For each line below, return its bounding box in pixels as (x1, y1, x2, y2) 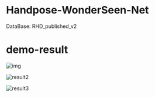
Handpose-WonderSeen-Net (6, 3, 149, 17)
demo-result (6, 43, 68, 56)
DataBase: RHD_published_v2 (6, 23, 77, 30)
